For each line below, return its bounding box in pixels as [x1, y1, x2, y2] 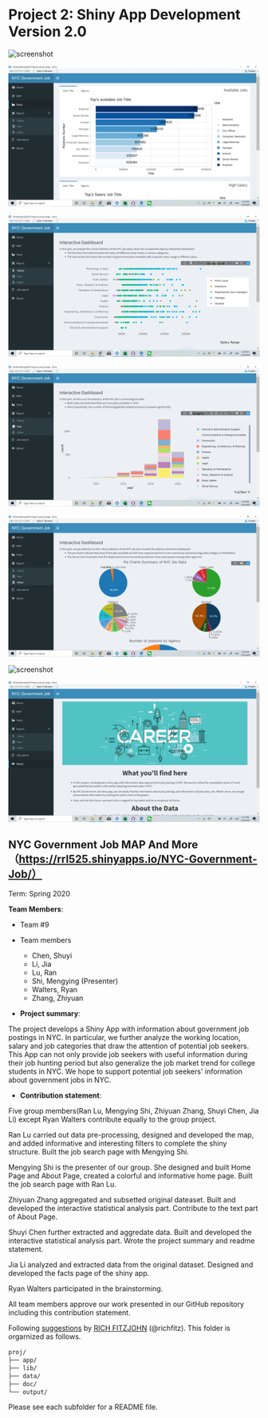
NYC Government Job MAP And [8, 837, 170, 852]
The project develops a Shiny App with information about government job [8, 1024, 250, 1034]
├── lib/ [8, 1364, 37, 1372]
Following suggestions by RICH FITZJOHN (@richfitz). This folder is [8, 1324, 231, 1333]
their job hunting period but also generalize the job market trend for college [8, 1059, 255, 1068]
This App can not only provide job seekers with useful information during [8, 1050, 248, 1059]
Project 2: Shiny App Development [8, 6, 241, 24]
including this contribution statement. [8, 1308, 131, 1317]
